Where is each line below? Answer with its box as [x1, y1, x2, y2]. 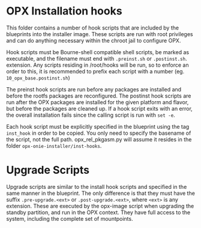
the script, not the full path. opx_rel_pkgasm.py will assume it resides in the [6, 135, 192, 143]
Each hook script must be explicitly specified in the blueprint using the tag [6, 123, 190, 130]
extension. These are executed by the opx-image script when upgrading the [6, 202, 194, 209]
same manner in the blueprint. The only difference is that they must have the [6, 189, 195, 197]
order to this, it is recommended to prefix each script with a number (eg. [6, 67, 185, 75]
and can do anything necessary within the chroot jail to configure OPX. [6, 37, 181, 44]
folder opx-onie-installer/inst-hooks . [6, 142, 102, 149]
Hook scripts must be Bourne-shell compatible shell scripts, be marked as [6, 48, 190, 55]
